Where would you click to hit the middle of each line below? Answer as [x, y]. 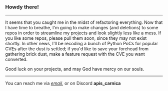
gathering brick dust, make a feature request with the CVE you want [75, 54]
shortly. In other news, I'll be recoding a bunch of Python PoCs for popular [82, 44]
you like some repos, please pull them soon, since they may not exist [76, 38]
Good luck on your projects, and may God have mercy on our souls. [75, 69]
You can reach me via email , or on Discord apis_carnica [63, 84]
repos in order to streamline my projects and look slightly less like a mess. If [83, 33]
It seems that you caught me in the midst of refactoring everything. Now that [84, 22]
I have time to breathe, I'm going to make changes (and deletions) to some [82, 28]
